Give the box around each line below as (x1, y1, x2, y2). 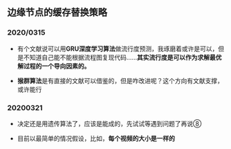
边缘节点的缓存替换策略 (7, 6, 107, 19)
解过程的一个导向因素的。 (17, 62, 91, 70)
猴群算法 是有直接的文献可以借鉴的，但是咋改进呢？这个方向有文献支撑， (17, 76, 223, 85)
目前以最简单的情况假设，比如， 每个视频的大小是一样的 (17, 134, 175, 142)
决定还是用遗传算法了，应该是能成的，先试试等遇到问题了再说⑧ (17, 119, 202, 128)
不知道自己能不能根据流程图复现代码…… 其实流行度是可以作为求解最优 (23, 53, 222, 61)
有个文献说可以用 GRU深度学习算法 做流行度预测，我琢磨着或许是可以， (17, 44, 219, 53)
